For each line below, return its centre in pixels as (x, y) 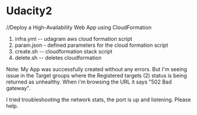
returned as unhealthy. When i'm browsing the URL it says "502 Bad (89, 82)
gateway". (18, 88)
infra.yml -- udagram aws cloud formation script (73, 39)
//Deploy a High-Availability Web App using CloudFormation (79, 27)
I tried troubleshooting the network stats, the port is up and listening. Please (98, 100)
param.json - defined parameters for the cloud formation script (91, 45)
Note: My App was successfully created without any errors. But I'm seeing (97, 69)
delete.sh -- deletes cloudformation (58, 57)
